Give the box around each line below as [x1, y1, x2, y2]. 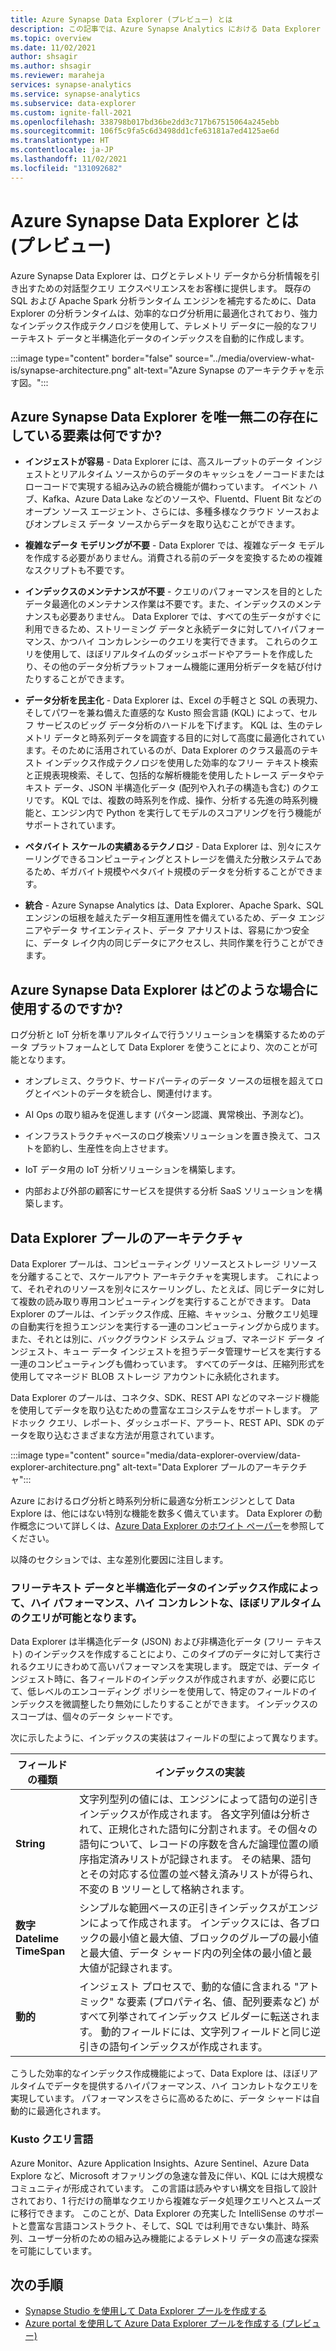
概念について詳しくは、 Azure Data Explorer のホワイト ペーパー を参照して [18, 1520, 326, 1531]
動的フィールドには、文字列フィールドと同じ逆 [100, 2025, 322, 2039]
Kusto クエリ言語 [10, 2132, 94, 2146]
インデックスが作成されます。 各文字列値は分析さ [78, 1807, 312, 1821]
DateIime [15, 1932, 60, 1946]
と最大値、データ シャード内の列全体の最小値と [78, 1946, 303, 1960]
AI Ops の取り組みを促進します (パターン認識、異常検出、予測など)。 [24, 1109, 310, 1121]
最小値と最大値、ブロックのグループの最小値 [108, 1931, 319, 1945]
